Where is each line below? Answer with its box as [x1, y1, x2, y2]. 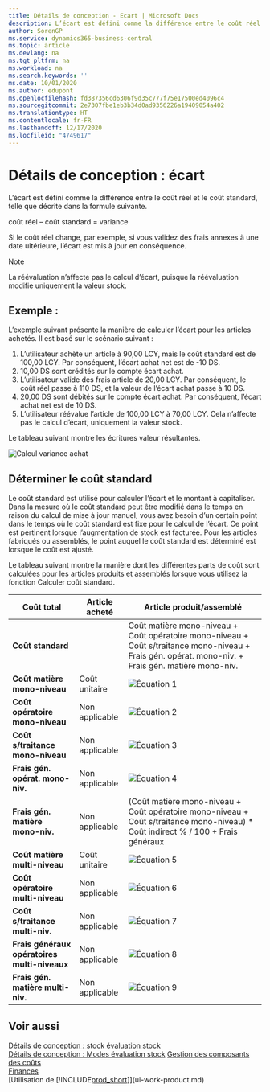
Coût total [22, 601, 62, 613]
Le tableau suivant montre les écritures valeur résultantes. [8, 433, 201, 443]
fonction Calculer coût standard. [8, 577, 115, 587]
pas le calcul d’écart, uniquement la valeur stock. [19, 417, 182, 427]
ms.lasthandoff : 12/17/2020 [8, 124, 103, 132]
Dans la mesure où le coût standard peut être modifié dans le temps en [8, 502, 243, 511]
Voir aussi [8, 1019, 59, 1033]
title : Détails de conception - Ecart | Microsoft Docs [8, 11, 199, 20]
